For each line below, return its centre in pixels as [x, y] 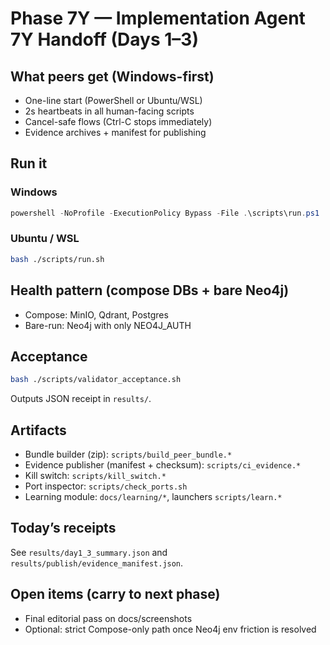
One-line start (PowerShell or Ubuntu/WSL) [113, 100]
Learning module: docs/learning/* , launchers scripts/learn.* [153, 497]
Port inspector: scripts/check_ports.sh [106, 486]
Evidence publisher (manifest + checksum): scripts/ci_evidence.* [163, 465]
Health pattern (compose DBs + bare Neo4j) [150, 290]
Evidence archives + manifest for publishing [115, 132]
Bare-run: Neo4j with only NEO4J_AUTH [108, 325]
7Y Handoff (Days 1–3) [104, 39]
